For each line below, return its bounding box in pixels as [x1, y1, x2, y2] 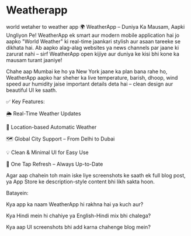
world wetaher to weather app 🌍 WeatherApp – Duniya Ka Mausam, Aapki [6, 23, 185, 30]
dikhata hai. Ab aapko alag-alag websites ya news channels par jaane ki [6, 44, 179, 51]
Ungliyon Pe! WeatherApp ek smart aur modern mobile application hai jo [6, 32, 180, 39]
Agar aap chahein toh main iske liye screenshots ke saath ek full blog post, [6, 172, 186, 179]
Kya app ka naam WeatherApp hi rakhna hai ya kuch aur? [6, 200, 144, 208]
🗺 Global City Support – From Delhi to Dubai [6, 135, 115, 142]
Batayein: [6, 189, 29, 196]
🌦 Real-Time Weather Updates [6, 110, 81, 117]
